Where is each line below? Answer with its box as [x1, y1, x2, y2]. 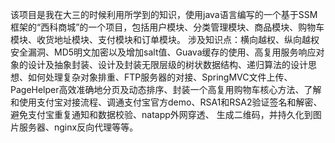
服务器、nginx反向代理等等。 [18, 121, 139, 133]
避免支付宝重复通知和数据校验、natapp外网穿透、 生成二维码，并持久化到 [10, 109, 313, 120]
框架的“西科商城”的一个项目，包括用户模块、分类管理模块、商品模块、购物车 [10, 21, 325, 33]
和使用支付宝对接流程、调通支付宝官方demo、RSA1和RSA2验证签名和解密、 [10, 96, 323, 108]
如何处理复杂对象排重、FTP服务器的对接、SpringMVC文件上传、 [27, 71, 293, 83]
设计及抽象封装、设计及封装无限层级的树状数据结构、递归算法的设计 [27, 59, 308, 70]
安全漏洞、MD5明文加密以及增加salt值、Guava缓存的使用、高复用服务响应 [10, 46, 317, 58]
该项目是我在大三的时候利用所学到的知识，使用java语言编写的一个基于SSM [10, 9, 318, 20]
